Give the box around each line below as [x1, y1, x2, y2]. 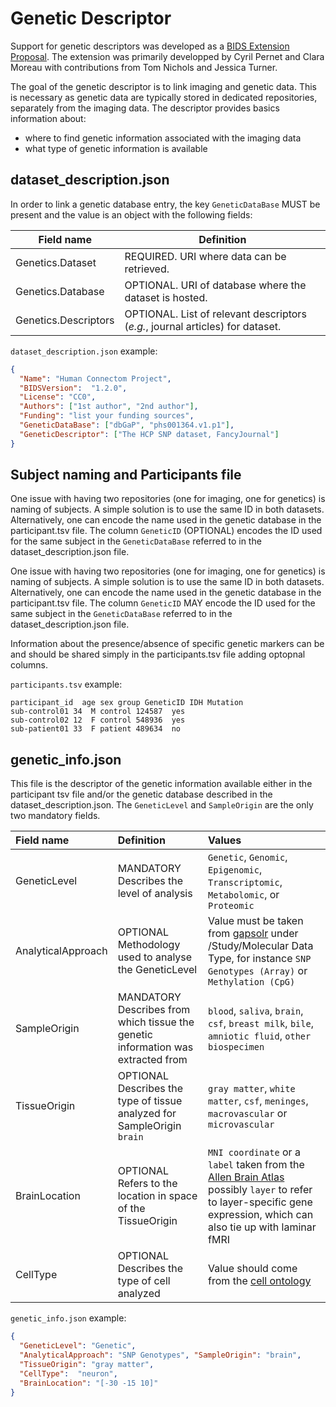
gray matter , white [208, 1082, 296, 1096]
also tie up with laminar [208, 1220, 317, 1234]
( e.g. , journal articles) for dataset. [124, 319, 282, 333]
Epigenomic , [208, 863, 263, 877]
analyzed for [117, 1107, 177, 1121]
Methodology [117, 938, 181, 952]
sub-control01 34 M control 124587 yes [10, 707, 186, 717]
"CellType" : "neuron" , [19, 1368, 118, 1379]
